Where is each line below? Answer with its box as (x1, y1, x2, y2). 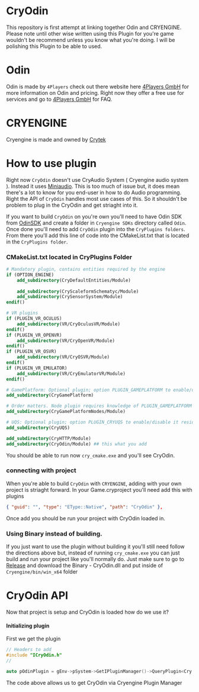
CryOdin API (6, 589, 69, 603)
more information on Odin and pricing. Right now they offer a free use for (6, 89, 185, 96)
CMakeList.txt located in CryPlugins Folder (6, 253, 133, 261)
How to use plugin (6, 157, 97, 170)
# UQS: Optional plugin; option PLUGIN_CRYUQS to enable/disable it (6, 419, 179, 425)
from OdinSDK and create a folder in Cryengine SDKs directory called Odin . (6, 219, 187, 226)
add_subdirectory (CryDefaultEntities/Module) (17, 277, 131, 283)
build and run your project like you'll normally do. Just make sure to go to (6, 556, 185, 563)
